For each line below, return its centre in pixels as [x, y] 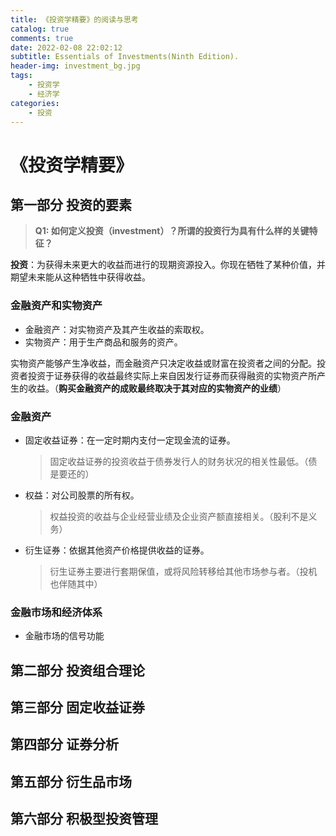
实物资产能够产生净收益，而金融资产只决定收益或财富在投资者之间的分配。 [163, 363]
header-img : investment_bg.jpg [75, 66]
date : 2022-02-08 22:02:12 [66, 47]
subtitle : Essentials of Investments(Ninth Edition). [125, 57]
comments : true [42, 38]
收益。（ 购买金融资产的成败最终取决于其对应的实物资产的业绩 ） [157, 388]
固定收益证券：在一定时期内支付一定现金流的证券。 [130, 440]
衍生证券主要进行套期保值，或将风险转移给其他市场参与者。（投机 [183, 571]
